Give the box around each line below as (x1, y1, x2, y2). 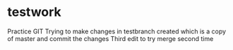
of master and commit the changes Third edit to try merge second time (7, 34, 214, 42)
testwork (7, 4, 61, 20)
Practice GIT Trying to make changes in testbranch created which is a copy (7, 27, 227, 35)
